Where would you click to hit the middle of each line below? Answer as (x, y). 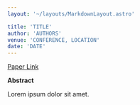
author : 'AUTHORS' (34, 33)
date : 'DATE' (27, 47)
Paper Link (23, 67)
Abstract (21, 81)
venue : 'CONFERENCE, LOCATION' (54, 40)
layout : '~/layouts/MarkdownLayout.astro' (71, 14)
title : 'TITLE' (30, 27)
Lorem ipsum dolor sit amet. (48, 94)
